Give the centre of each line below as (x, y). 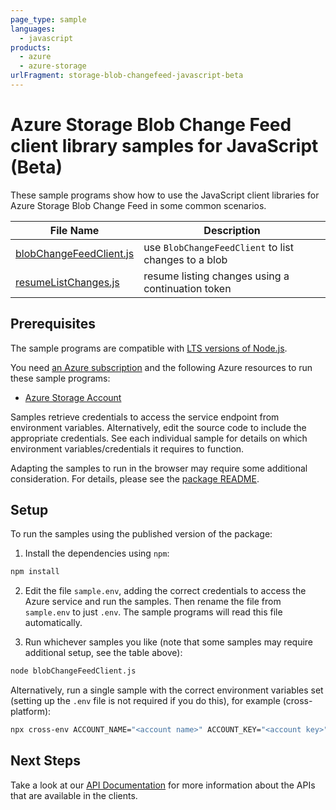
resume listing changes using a (216, 276)
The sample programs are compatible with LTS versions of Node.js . (149, 348)
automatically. (53, 623)
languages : (33, 29)
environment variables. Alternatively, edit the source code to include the (158, 427)
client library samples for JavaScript (164, 146)
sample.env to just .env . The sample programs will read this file (153, 612)
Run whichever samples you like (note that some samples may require (169, 642)
